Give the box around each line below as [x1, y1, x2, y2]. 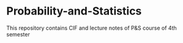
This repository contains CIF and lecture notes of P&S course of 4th [6, 24, 177, 31]
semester [6, 30, 31, 38]
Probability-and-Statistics [6, 4, 142, 18]
